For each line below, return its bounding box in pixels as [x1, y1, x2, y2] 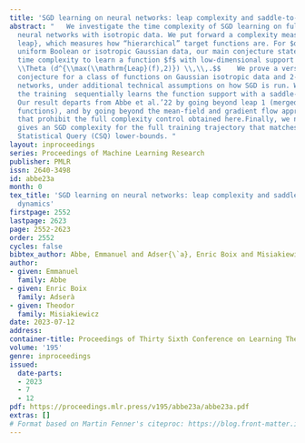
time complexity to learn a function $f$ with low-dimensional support [17, 55, 295, 65]
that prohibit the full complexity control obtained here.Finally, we [17, 115, 290, 124]
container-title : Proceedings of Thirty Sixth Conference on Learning [9, 335, 282, 344]
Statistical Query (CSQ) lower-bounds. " [17, 132, 177, 141]
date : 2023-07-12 [9, 317, 75, 327]
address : [9, 327, 43, 336]
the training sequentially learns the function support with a [17, 89, 266, 98]
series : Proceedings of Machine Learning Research [9, 148, 205, 157]
